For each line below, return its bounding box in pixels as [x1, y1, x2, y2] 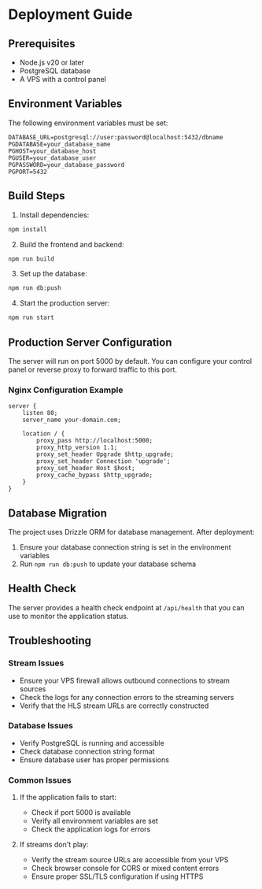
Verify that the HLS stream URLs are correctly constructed [19, 701, 209, 710]
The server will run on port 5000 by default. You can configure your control [8, 356, 253, 365]
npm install [8, 225, 47, 233]
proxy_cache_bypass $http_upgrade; [36, 471, 153, 480]
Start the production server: [19, 298, 110, 308]
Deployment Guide [8, 6, 133, 24]
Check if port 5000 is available [31, 808, 131, 817]
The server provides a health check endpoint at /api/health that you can [8, 602, 245, 612]
